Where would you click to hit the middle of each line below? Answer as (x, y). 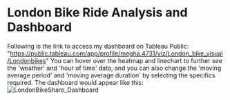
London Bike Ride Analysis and (97, 13)
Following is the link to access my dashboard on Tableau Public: (98, 46)
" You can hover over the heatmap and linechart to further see (134, 60)
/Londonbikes (27, 60)
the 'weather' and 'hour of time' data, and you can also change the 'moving (114, 68)
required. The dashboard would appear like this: (75, 82)
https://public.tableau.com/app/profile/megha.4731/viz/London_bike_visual (116, 53)
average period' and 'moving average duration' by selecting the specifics (111, 75)
